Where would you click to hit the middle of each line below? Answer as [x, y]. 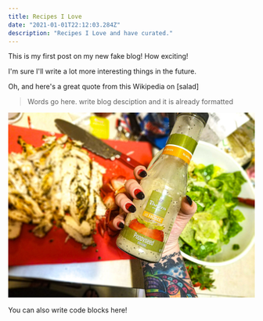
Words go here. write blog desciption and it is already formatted [130, 102]
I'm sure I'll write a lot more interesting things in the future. [103, 71]
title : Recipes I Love [45, 16]
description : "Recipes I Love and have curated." [91, 33]
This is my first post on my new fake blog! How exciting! [98, 56]
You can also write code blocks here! [68, 310]
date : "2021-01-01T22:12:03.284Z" [65, 25]
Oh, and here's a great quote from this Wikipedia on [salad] [104, 87]
